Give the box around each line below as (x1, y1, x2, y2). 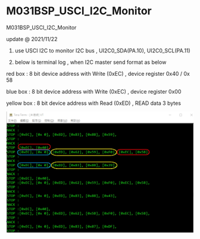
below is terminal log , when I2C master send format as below (14, 58, 167, 66)
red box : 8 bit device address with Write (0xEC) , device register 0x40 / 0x (6, 70, 190, 77)
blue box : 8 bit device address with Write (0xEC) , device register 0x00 (6, 88, 182, 95)
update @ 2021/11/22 (6, 35, 58, 42)
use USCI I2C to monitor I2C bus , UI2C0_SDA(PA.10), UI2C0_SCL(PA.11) (14, 46, 190, 54)
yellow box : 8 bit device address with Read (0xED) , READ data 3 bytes (6, 100, 182, 107)
